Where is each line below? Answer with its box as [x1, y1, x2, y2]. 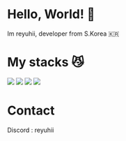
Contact [7, 103, 55, 119]
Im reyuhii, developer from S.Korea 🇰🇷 [7, 29, 120, 38]
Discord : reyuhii [7, 126, 54, 134]
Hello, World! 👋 [7, 6, 95, 22]
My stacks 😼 [7, 54, 85, 70]
